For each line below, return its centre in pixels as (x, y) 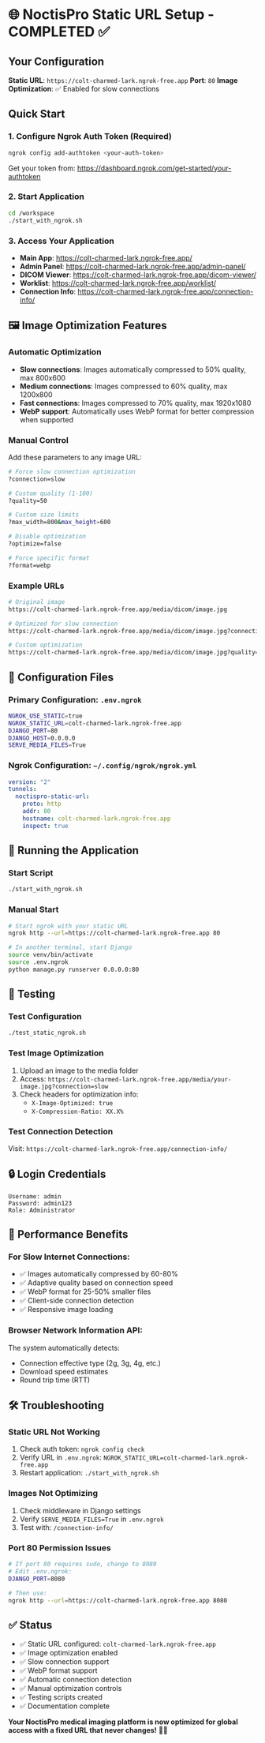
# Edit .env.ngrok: (40, 1571)
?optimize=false (35, 544)
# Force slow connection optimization (72, 471)
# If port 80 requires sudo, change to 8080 (82, 1565)
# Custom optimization (45, 645)
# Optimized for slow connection (63, 624)
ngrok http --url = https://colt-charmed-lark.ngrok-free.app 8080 (118, 1600)
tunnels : (22, 789)
